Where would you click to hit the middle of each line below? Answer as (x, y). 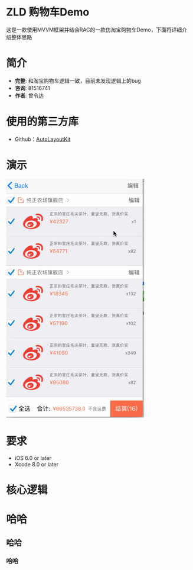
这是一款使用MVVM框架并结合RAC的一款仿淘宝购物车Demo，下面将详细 (94, 30)
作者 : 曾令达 (29, 95)
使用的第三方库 (42, 122)
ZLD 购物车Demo (48, 12)
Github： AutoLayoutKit (42, 139)
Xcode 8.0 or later (37, 464)
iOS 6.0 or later (33, 458)
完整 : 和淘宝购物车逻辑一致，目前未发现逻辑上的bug (78, 80)
